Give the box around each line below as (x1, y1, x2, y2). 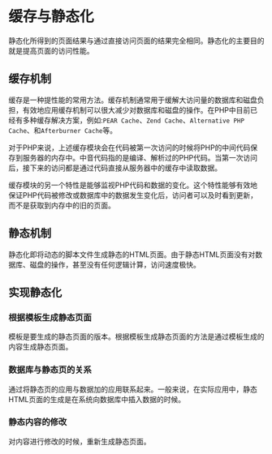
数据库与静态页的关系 (8, 364, 92, 375)
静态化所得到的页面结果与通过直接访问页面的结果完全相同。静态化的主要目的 (8, 36, 265, 45)
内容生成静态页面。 (8, 342, 73, 352)
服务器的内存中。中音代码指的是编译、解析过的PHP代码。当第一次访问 (22, 152, 258, 162)
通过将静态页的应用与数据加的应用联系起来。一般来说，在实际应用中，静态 (8, 384, 257, 394)
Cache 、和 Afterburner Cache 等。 (8, 125, 118, 135)
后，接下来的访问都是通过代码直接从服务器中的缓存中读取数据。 (8, 163, 222, 173)
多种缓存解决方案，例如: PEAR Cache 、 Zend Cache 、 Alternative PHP (22, 115, 245, 125)
